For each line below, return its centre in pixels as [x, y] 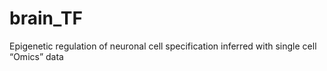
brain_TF [46, 18]
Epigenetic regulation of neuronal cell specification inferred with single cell [163, 46]
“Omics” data [36, 56]
